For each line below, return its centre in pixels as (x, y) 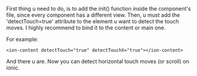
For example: (22, 39)
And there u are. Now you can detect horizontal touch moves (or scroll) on (98, 61)
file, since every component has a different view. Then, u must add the (93, 15)
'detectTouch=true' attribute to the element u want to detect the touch (93, 21)
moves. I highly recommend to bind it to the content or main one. (86, 28)
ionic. (13, 68)
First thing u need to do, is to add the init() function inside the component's (99, 9)
